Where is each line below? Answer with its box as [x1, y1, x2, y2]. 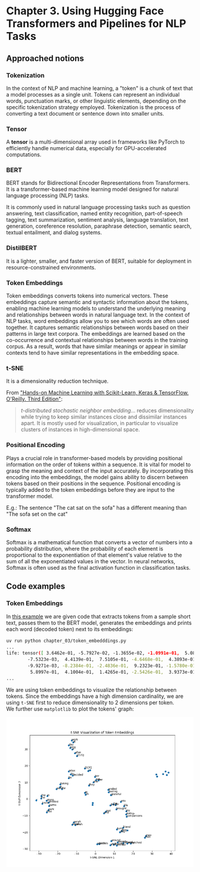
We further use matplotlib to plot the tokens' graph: [6, 705, 135, 712]
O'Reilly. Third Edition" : [6, 395, 63, 403]
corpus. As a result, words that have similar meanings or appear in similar [6, 343, 186, 350]
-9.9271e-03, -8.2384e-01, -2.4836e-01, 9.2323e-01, [27, 663, 164, 669]
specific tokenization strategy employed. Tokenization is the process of [6, 103, 181, 111]
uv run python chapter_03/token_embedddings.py [6, 638, 127, 644]
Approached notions [6, 53, 85, 63]
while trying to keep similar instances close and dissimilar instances [20, 413, 187, 421]
